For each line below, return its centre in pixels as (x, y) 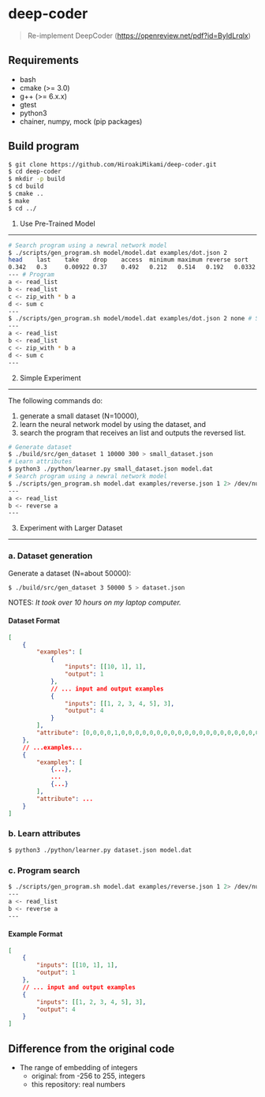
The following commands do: (56, 400)
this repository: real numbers (78, 1084)
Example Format (35, 934)
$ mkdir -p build (37, 179)
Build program (44, 146)
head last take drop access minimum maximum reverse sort (128, 260)
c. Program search (44, 870)
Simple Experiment (50, 378)
